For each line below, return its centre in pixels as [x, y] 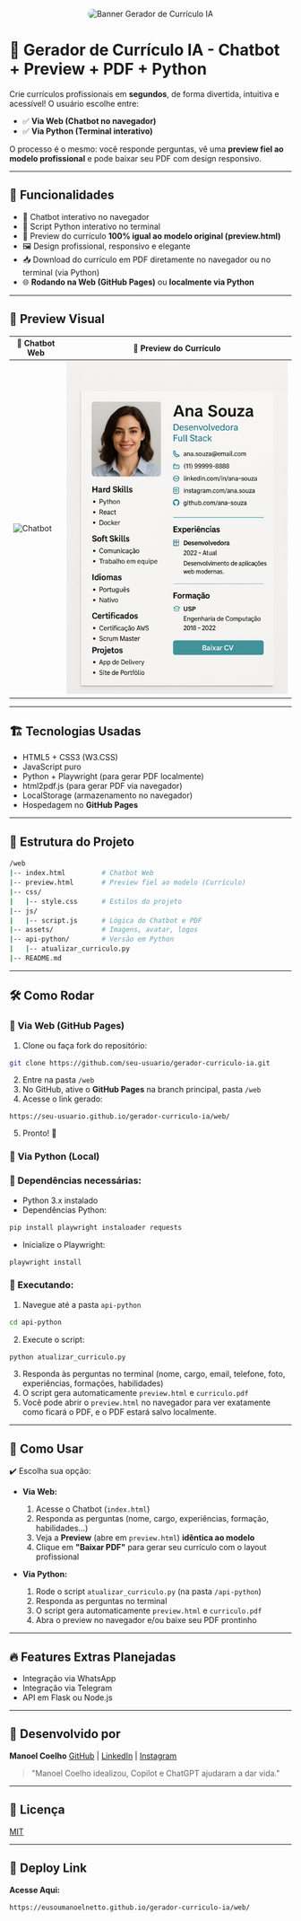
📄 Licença [37, 1810]
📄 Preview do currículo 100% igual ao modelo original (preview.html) [151, 236]
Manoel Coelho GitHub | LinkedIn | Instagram [93, 1756]
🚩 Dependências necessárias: [75, 1180]
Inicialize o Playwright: [64, 1244]
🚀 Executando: [42, 1285]
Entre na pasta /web [58, 1080]
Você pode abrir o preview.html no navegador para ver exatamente [146, 1403]
